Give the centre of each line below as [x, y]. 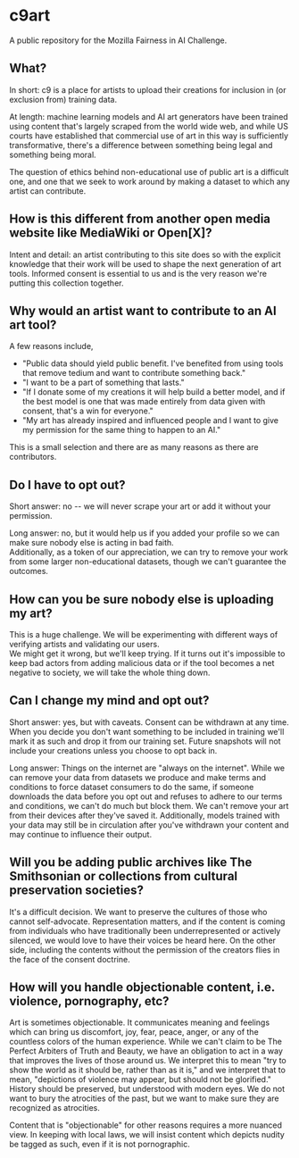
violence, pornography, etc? [89, 1001]
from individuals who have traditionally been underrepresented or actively [145, 930]
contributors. [33, 457]
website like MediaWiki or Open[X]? [111, 233]
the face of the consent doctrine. [70, 959]
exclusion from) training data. [63, 99]
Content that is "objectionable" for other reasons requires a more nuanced [146, 1125]
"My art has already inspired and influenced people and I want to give [150, 421]
